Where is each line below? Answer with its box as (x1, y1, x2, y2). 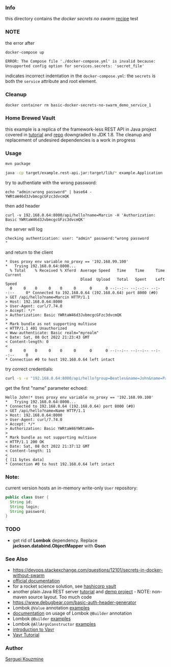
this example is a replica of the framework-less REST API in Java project (5, 126, 157, 132)
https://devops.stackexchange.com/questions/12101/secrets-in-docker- (12, 567, 163, 573)
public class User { (5, 495, 49, 500)
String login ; (10, 504, 40, 509)
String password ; (10, 509, 47, 514)
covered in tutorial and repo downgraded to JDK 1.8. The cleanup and (5, 131, 151, 137)
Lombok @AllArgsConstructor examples (12, 621, 96, 627)
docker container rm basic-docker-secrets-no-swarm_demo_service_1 (5, 102, 152, 108)
